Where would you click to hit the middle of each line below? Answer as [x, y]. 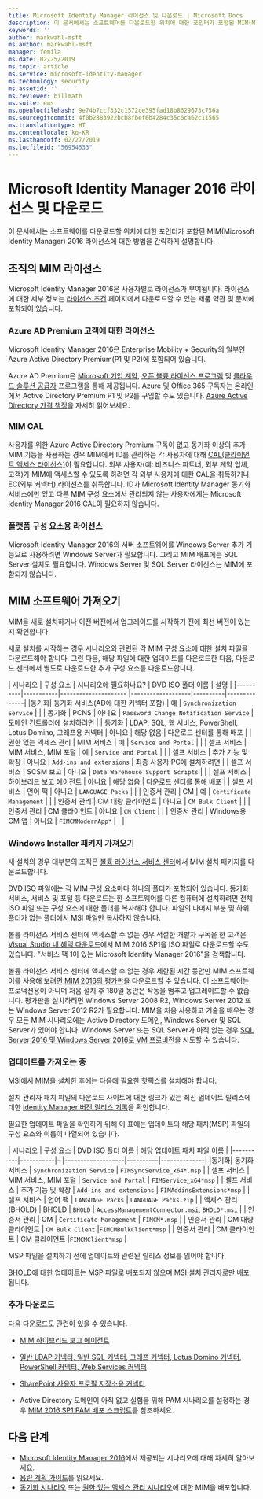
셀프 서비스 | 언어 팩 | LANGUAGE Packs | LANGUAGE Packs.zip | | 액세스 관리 [123, 1200]
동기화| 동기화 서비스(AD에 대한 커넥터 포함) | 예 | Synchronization [133, 703]
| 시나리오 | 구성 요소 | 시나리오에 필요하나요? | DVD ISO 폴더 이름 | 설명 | [121, 685]
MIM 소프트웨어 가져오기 [64, 602]
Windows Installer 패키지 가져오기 [71, 843]
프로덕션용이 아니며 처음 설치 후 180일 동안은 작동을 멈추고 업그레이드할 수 [122, 991]
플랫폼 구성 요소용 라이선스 [56, 526]
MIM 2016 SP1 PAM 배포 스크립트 [80, 1410]
